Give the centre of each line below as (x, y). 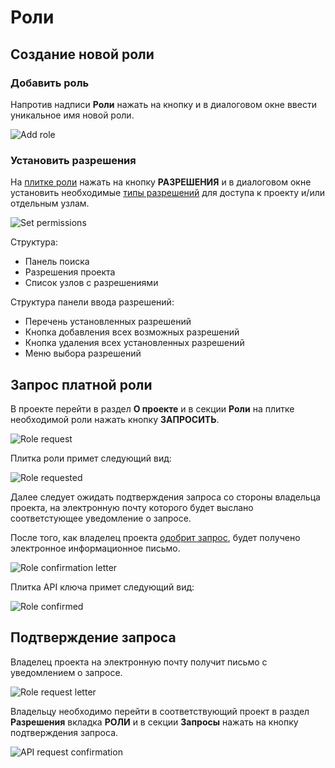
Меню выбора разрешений (83, 353)
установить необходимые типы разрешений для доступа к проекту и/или (168, 193)
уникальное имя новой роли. (72, 115)
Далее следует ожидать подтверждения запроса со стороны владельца (165, 497)
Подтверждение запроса (93, 637)
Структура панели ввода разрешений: (92, 302)
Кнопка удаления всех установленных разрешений (134, 343)
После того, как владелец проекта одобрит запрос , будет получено (155, 537)
